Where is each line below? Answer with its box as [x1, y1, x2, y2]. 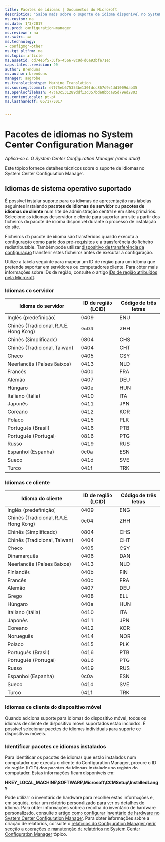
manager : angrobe [5, 76, 41, 81]
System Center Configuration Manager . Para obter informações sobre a [5, 815, 150, 821]
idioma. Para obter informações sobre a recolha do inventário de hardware [5, 805, 156, 811]
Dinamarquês [7, 553, 38, 560]
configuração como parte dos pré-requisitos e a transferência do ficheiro [5, 239, 153, 245]
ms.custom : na [5, 16, 34, 21]
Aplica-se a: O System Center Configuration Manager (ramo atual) [5, 156, 141, 162]
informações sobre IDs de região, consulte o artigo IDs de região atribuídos [5, 269, 158, 275]
